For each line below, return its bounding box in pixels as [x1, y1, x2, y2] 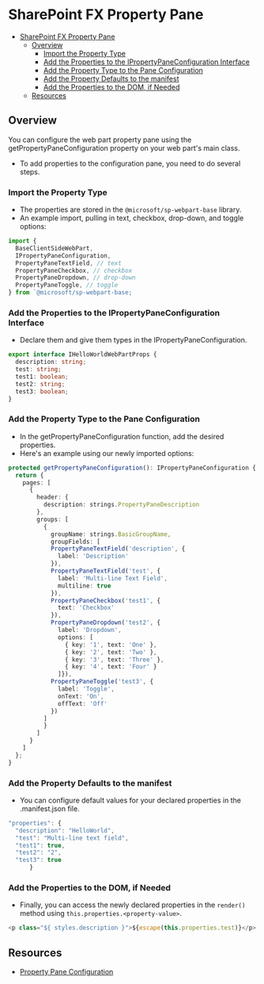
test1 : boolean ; [15, 373, 69, 381]
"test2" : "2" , [15, 848, 62, 857]
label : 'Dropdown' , [58, 626, 123, 634]
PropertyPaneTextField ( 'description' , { [50, 545, 186, 553]
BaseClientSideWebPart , [15, 244, 93, 252]
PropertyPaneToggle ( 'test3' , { [50, 678, 154, 686]
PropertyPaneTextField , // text [15, 259, 123, 267]
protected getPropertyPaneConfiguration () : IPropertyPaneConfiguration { [8, 464, 257, 472]
